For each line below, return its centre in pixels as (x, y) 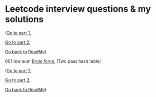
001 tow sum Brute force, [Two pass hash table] (53, 61)
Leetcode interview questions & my (78, 9)
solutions (24, 19)
